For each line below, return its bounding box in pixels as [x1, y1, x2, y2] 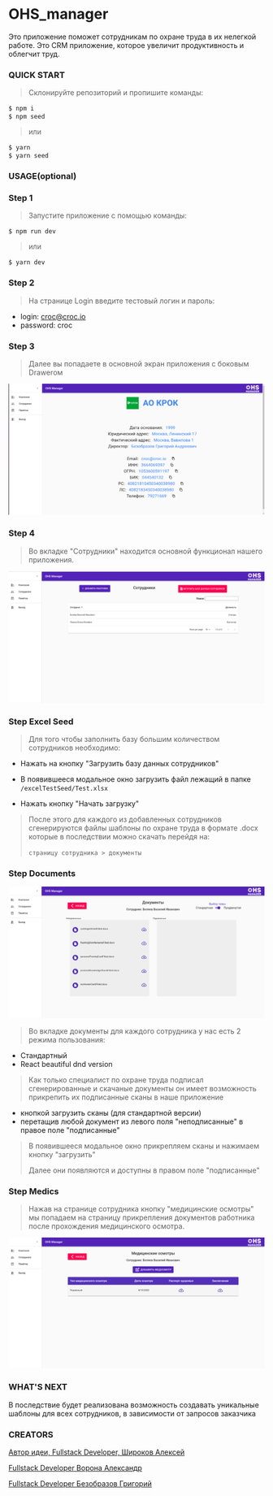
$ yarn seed [8, 152, 49, 160]
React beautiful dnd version [19, 1059, 113, 1069]
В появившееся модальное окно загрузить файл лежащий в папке [19, 774, 252, 784]
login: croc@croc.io [19, 311, 87, 321]
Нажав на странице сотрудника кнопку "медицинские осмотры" [28, 1203, 254, 1213]
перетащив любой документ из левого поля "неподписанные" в [19, 1117, 244, 1126]
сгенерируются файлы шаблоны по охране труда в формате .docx [28, 822, 258, 833]
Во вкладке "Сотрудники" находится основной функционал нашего [28, 546, 263, 556]
